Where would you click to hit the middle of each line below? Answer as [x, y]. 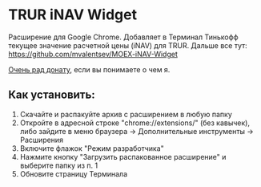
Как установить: [52, 95]
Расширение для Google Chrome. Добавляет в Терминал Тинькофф [123, 37]
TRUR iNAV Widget [73, 15]
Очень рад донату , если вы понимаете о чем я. [89, 69]
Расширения [42, 140]
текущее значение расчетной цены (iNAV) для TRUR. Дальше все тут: [128, 45]
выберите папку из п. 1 [59, 165]
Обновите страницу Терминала [74, 173]
